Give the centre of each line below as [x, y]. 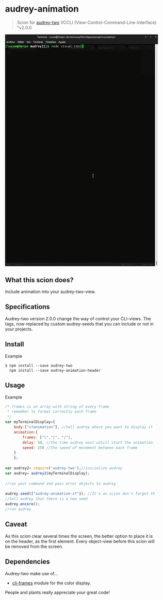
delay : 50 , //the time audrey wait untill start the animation [88, 442]
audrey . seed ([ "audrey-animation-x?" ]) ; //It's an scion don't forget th [80, 494]
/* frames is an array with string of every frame [57, 407]
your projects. [19, 329]
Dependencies [27, 562]
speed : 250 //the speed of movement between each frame [80, 448]
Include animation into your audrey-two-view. [50, 292]
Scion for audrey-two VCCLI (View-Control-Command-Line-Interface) [87, 22]
